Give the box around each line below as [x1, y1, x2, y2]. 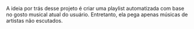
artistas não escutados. [6, 17, 63, 24]
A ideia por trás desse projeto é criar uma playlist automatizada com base [6, 5, 185, 12]
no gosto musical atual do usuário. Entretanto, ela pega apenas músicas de [6, 11, 188, 18]
